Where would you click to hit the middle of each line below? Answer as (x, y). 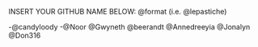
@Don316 (25, 35)
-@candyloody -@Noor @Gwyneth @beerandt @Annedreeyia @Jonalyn (129, 27)
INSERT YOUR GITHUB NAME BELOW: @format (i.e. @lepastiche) (118, 12)
